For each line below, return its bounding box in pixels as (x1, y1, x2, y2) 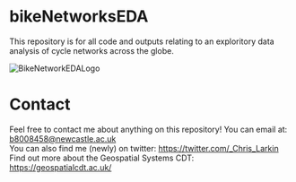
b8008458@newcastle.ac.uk (9, 133, 117, 144)
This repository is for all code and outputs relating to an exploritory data (9, 36, 275, 47)
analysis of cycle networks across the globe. (9, 45, 175, 56)
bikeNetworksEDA (9, 6, 149, 27)
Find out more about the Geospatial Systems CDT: (9, 152, 195, 163)
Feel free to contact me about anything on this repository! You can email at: (9, 124, 288, 134)
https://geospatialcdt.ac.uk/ (9, 161, 112, 172)
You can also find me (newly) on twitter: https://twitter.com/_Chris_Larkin (9, 143, 280, 153)
